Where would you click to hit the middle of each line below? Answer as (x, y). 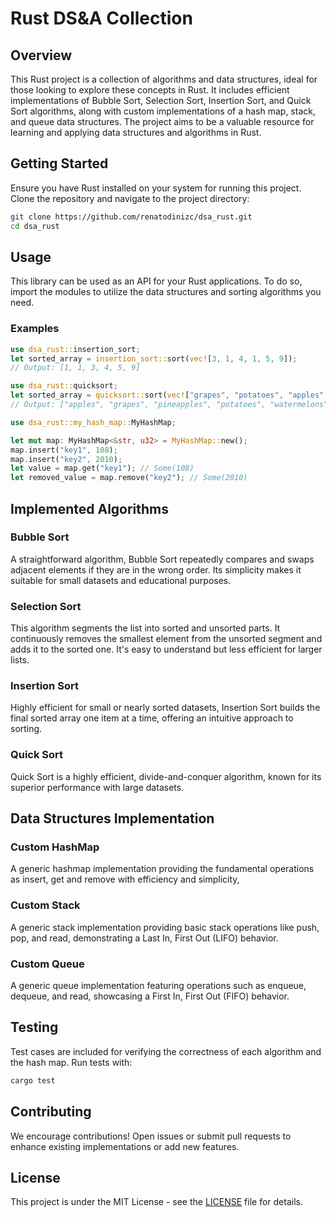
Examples (35, 329)
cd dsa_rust (35, 226)
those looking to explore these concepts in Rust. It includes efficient (150, 90)
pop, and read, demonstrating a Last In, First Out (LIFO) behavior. (144, 938)
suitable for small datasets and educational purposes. (121, 580)
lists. (20, 660)
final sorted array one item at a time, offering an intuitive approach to (152, 718)
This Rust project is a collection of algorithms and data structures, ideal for (164, 79)
